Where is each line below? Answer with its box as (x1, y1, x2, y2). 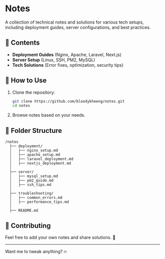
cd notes (12, 104, 30, 108)
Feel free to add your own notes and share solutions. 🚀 (5, 234, 116, 240)
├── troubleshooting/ (9, 191, 54, 196)
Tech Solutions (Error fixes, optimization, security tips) (12, 62, 124, 68)
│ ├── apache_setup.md (9, 153, 60, 157)
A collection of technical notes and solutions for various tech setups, (5, 19, 144, 25)
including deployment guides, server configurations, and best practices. (5, 24, 151, 30)
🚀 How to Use (5, 77, 47, 85)
